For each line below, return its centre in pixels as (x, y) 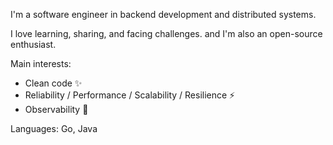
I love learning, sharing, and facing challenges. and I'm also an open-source (166, 33)
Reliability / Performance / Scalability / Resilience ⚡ (130, 95)
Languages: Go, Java (54, 128)
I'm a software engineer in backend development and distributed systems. (163, 14)
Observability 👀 (56, 109)
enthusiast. (33, 44)
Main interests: (41, 63)
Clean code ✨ (53, 83)
